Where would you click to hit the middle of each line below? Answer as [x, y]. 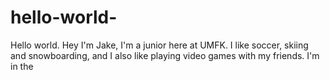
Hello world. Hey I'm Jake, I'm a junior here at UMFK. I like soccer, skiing [159, 45]
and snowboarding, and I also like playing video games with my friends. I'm [165, 55]
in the [22, 66]
